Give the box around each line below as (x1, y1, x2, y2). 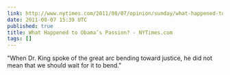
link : (7, 10, 23, 17)
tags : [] (7, 35, 32, 42)
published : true (7, 22, 53, 29)
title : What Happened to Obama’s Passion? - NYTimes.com (7, 29, 173, 36)
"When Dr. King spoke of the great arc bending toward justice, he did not (7, 54, 213, 62)
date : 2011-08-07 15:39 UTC (7, 16, 88, 23)
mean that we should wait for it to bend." (7, 61, 122, 70)
